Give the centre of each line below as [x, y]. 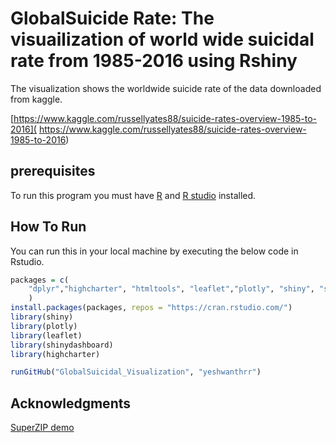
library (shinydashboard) [62, 345]
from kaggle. [36, 99]
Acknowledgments [71, 403]
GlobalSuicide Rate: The [112, 18]
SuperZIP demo [42, 428]
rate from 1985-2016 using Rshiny [154, 61]
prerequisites [53, 171]
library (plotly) [44, 326]
